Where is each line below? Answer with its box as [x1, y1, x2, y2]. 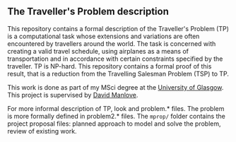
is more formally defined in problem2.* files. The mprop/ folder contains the [7, 112, 226, 120]
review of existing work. [7, 126, 77, 135]
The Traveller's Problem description [7, 6, 170, 18]
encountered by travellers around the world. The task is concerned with [7, 39, 216, 48]
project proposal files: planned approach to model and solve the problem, [7, 119, 221, 128]
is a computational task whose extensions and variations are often [7, 32, 200, 40]
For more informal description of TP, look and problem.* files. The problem [7, 104, 225, 112]
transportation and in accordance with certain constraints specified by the [7, 54, 223, 63]
